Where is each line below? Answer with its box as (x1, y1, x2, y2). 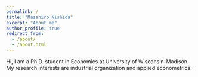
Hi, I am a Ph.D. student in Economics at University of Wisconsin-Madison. (6, 57, 189, 65)
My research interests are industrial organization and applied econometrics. (6, 64, 192, 71)
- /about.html (11, 42, 47, 48)
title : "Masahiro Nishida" (6, 14, 73, 20)
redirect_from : (6, 31, 44, 37)
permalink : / (6, 8, 39, 15)
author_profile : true (6, 25, 60, 31)
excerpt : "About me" (6, 20, 58, 25)
